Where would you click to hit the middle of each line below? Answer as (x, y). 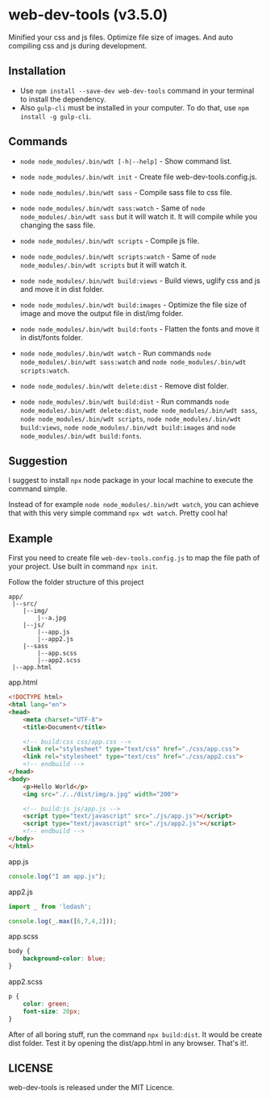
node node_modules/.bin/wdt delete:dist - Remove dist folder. (124, 385)
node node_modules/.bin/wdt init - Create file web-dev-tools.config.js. (139, 177)
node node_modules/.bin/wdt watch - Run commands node (116, 353)
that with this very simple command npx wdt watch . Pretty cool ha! (118, 513)
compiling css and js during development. (78, 45)
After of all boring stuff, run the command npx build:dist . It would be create (135, 1034)
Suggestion (38, 461)
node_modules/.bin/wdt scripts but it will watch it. (104, 264)
